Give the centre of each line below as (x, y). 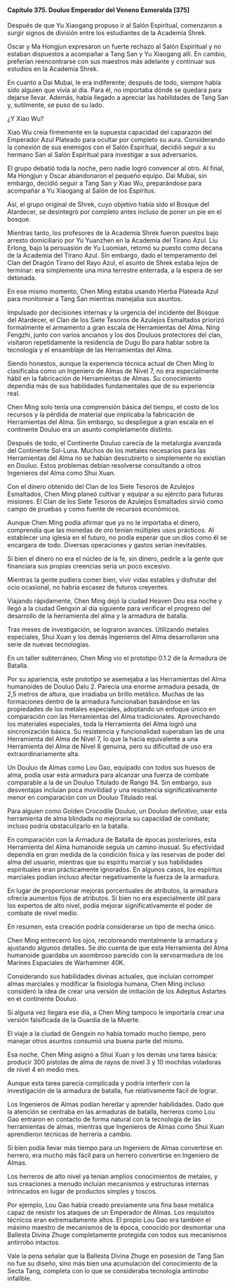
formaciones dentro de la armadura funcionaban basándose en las (103, 702)
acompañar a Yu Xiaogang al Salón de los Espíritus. (82, 191)
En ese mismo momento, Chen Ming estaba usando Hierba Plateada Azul (113, 291)
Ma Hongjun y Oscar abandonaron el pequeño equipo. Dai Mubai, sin (107, 176)
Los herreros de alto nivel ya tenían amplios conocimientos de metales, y (113, 1177)
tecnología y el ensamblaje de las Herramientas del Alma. (90, 350)
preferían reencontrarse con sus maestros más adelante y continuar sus (112, 62)
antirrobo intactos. (34, 1242)
